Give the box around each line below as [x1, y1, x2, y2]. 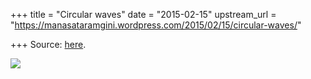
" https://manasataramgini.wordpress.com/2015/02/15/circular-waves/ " [10, 19, 302, 31]
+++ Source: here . [10, 39, 87, 50]
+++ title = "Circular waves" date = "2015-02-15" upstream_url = [10, 9, 277, 20]
